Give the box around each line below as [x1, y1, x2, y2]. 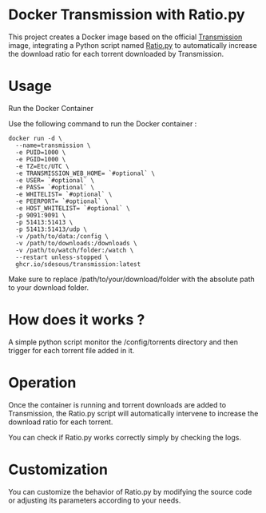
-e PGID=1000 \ [15, 155, 66, 163]
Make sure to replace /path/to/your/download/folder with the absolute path [8, 274, 255, 284]
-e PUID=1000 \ [15, 148, 66, 157]
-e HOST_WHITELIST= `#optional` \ [15, 204, 130, 213]
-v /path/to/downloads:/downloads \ [15, 239, 137, 247]
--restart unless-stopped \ [15, 253, 109, 261]
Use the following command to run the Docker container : [8, 118, 197, 129]
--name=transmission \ [15, 141, 91, 149]
